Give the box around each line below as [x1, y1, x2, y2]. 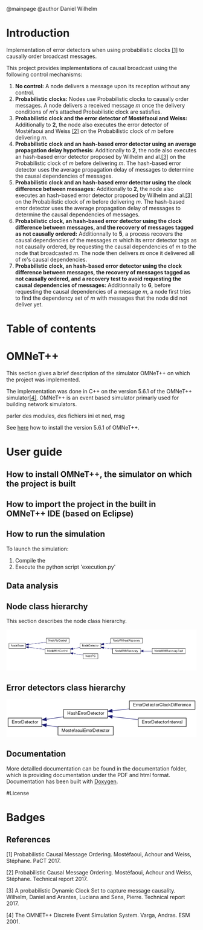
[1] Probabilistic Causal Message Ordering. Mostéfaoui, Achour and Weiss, [6, 850, 192, 857]
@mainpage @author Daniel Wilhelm [6, 5, 98, 12]
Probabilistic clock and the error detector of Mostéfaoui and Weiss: [14, 114, 188, 121]
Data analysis [6, 581, 59, 591]
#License [6, 789, 30, 796]
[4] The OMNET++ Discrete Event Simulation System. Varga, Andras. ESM [6, 911, 190, 919]
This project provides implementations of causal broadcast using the [6, 64, 177, 71]
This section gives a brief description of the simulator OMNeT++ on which [6, 370, 190, 377]
